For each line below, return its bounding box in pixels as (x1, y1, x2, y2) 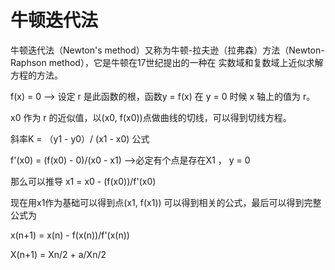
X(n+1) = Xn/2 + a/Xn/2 (10, 248, 107, 260)
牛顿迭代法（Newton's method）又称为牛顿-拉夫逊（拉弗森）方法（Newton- (10, 44, 325, 56)
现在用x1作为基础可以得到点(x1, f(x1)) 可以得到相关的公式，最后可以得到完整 (10, 196, 322, 208)
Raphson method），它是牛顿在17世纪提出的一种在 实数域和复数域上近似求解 (10, 56, 324, 68)
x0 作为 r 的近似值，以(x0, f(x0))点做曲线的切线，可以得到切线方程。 (10, 111, 292, 123)
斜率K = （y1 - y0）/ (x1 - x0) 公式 (10, 132, 150, 145)
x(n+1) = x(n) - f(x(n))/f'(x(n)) (10, 229, 130, 241)
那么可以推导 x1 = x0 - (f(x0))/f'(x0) (10, 175, 157, 187)
